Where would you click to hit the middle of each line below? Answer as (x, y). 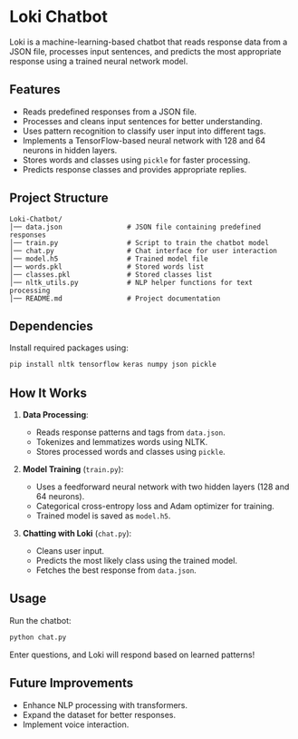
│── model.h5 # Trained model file (109, 259)
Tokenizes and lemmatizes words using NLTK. (122, 442)
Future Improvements (72, 683)
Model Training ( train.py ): (73, 469)
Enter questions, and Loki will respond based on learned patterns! (132, 655)
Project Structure (59, 198)
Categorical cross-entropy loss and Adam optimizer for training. (155, 507)
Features (35, 89)
